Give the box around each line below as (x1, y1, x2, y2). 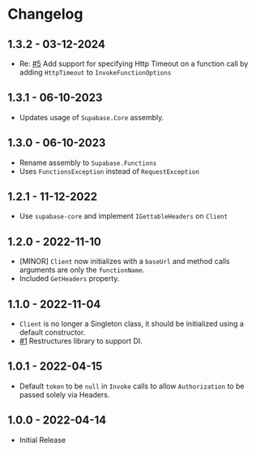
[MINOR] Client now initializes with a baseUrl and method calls (19, 257, 230, 267)
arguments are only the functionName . (19, 265, 145, 275)
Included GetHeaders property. (19, 274, 120, 284)
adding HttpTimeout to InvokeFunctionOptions (19, 67, 172, 77)
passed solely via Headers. (19, 389, 110, 399)
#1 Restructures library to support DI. (19, 336, 143, 346)
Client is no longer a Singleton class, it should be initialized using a (19, 319, 245, 329)
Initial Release (19, 435, 66, 444)
